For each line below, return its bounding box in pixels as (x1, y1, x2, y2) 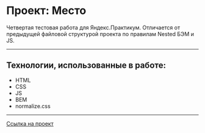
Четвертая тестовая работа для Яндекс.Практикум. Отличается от (6, 24, 181, 31)
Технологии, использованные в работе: (6, 60, 167, 71)
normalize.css (15, 102, 51, 110)
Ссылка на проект (6, 120, 54, 127)
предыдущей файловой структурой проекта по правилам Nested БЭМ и (6, 30, 194, 37)
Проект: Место (6, 4, 87, 18)
